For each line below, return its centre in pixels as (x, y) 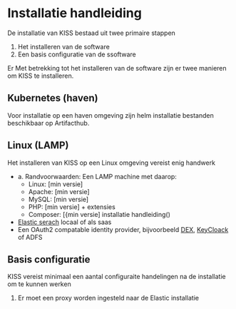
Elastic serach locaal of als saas (65, 222)
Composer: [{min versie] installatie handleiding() (99, 214)
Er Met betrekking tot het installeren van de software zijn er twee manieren (117, 68)
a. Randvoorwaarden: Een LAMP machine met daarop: (97, 176)
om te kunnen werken (39, 284)
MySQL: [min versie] (58, 199)
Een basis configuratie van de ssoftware (77, 54)
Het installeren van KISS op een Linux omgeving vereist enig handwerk (112, 163)
